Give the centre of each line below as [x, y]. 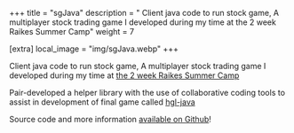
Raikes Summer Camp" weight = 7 [72, 31]
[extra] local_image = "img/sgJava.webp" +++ [94, 49]
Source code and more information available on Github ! [110, 119]
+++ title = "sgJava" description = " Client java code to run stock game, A [144, 13]
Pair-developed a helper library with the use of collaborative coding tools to [147, 93]
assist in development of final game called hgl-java [102, 102]
